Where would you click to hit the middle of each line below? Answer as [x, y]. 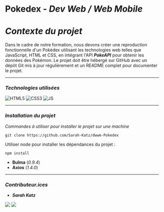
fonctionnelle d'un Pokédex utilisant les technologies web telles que [73, 50]
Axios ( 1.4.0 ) [25, 167]
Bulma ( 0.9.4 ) [26, 162]
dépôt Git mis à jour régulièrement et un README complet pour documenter [81, 66]
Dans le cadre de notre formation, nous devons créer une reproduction [76, 45]
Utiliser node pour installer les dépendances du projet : [60, 144]
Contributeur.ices [26, 185]
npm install [17, 153]
